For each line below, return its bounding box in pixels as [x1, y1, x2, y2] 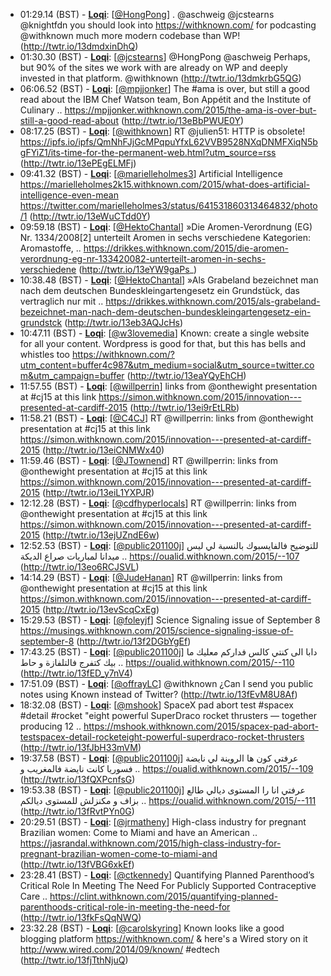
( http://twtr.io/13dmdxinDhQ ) [19, 40, 139, 52]
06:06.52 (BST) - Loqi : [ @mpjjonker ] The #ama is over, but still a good [19, 83, 310, 94]
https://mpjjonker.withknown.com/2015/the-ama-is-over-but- [64, 104, 317, 116]
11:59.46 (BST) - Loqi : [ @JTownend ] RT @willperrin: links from [19, 455, 279, 466]
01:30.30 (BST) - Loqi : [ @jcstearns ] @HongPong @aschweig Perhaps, [19, 51, 311, 63]
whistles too [19, 349, 71, 360]
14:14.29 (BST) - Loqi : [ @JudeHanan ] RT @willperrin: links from [19, 572, 283, 583]
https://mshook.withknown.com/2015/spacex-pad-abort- [83, 720, 319, 732]
